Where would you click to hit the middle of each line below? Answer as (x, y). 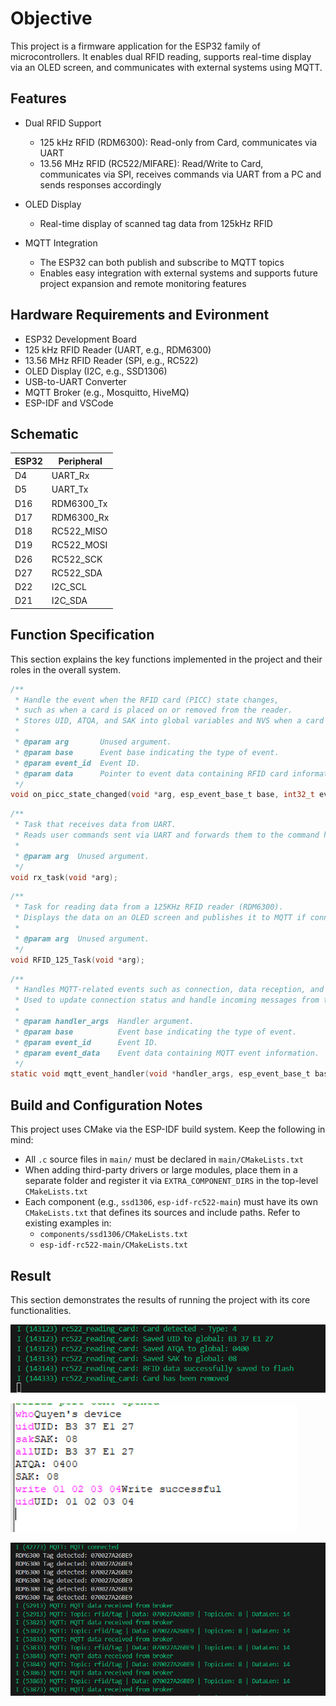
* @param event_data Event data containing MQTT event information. (167, 1053)
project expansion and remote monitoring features (143, 283)
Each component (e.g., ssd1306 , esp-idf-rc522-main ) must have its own (171, 1202)
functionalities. (41, 1310)
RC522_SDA (77, 573)
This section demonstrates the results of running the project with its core (160, 1299)
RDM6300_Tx (79, 503)
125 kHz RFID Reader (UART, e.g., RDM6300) (118, 349)
